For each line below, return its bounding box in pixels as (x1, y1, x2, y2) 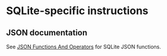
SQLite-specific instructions (6, 4, 149, 18)
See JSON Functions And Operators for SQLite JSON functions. (6, 43, 162, 50)
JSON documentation (6, 28, 88, 38)
